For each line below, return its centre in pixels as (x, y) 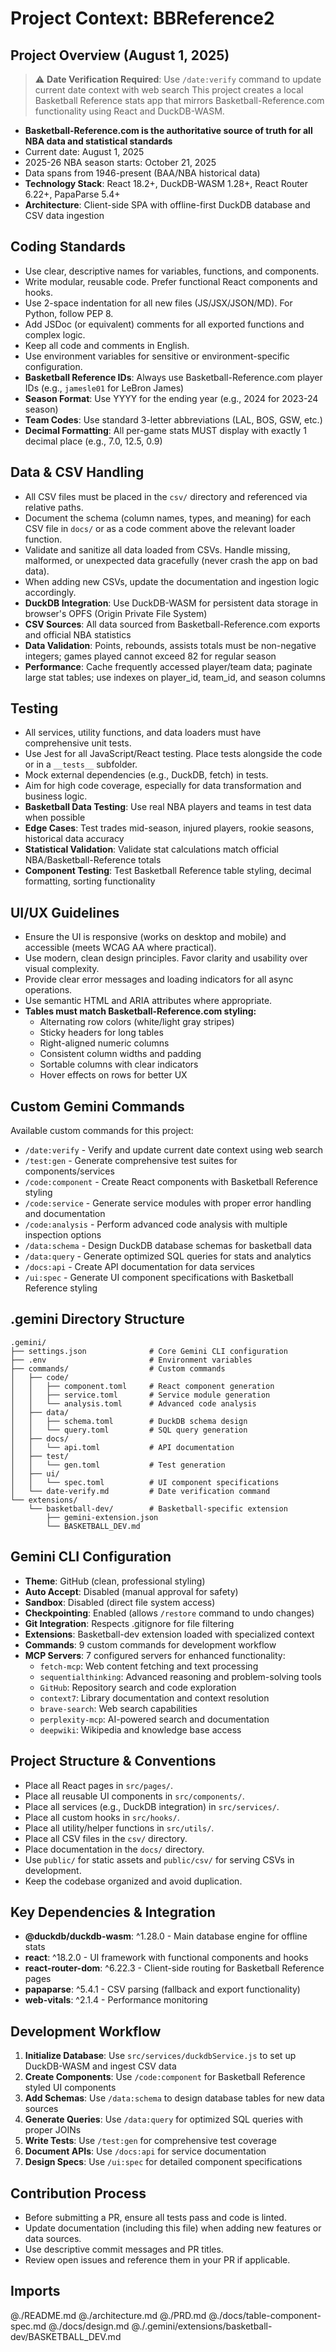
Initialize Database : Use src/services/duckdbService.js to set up (160, 2056)
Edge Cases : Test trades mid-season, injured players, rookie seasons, (169, 828)
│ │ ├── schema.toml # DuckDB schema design (129, 1421)
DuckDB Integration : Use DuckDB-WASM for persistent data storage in (171, 603)
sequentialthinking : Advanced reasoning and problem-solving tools (180, 1676)
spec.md (28, 2326)
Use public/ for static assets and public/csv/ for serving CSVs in (159, 1859)
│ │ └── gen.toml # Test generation (118, 1465)
